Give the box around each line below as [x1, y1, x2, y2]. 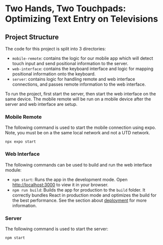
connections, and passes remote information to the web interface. [12, 81, 146, 87]
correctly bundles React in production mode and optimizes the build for [12, 192, 157, 198]
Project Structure [5, 33, 59, 41]
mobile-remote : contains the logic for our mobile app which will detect [12, 55, 153, 61]
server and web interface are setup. [5, 101, 78, 107]
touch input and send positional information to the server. [12, 61, 129, 66]
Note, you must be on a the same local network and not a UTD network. [5, 130, 151, 136]
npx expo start [5, 139, 36, 145]
